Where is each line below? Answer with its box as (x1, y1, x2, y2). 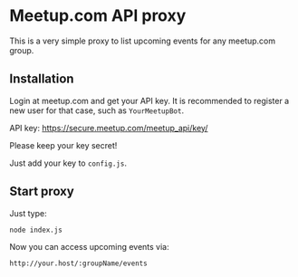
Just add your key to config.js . (9, 158, 127, 168)
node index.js (9, 225, 63, 234)
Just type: (9, 207, 47, 218)
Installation (9, 72, 74, 87)
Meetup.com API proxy (9, 5, 187, 26)
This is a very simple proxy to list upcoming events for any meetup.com (9, 35, 276, 46)
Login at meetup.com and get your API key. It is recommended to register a (9, 95, 290, 106)
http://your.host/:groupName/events (9, 259, 148, 268)
